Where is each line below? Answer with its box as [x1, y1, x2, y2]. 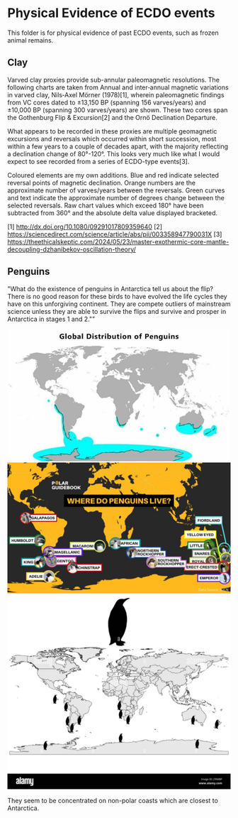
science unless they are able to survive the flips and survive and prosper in [7, 307, 227, 315]
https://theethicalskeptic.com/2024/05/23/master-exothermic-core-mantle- [7, 237, 229, 246]
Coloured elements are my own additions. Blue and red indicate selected [7, 170, 220, 179]
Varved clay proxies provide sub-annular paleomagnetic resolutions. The [7, 75, 220, 84]
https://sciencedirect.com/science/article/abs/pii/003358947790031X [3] [7, 229, 222, 239]
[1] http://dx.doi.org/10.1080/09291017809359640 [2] [7, 222, 163, 231]
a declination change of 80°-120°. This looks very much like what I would [7, 149, 220, 158]
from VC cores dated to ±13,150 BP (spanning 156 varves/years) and [7, 98, 207, 107]
